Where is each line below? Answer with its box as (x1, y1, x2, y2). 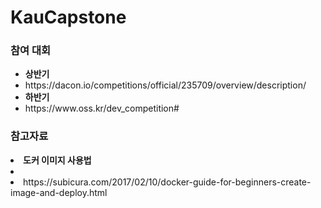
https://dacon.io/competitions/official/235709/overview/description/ (24, 79, 307, 91)
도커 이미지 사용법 (23, 154, 92, 166)
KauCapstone (10, 6, 127, 29)
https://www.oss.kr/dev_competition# (24, 102, 180, 115)
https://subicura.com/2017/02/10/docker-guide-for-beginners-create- (23, 176, 312, 188)
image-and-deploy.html (10, 186, 108, 198)
